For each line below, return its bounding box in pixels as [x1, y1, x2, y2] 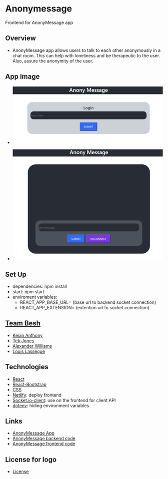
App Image [5, 72, 40, 81]
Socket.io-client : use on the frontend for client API [12, 397, 116, 403]
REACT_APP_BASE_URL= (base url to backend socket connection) [19, 299, 156, 305]
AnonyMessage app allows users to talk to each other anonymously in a [12, 47, 161, 53]
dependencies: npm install [12, 283, 67, 289]
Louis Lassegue [12, 348, 45, 354]
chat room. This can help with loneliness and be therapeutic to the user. [12, 52, 160, 58]
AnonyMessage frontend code [12, 441, 75, 447]
